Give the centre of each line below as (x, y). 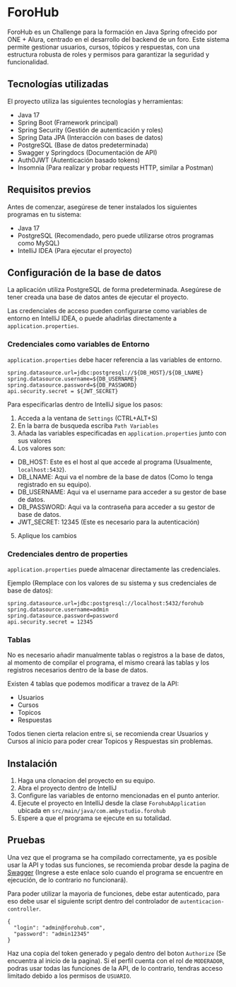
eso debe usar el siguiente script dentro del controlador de (93, 901)
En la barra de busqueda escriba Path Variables (88, 426)
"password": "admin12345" (52, 934)
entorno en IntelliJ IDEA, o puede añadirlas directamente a (92, 318)
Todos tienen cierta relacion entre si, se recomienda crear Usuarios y (108, 734)
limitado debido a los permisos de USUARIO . (70, 976)
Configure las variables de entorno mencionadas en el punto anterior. (119, 795)
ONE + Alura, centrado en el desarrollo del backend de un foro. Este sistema (118, 39)
